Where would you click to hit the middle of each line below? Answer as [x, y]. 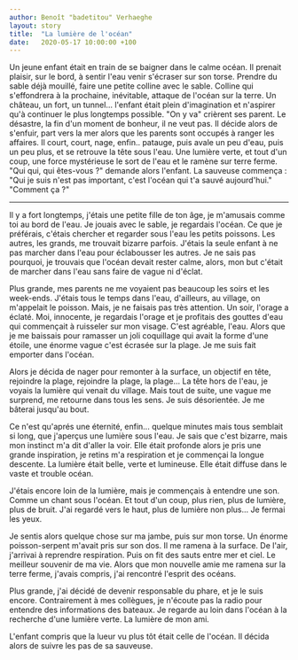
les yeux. [26, 519]
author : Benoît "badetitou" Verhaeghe [81, 17]
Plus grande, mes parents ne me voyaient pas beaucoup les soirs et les [140, 289]
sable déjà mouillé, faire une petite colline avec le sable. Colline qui [132, 86]
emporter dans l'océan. [52, 354]
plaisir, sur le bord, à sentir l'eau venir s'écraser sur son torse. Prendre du [143, 77]
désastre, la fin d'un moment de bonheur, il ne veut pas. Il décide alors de [143, 124]
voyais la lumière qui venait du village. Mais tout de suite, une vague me [141, 391]
